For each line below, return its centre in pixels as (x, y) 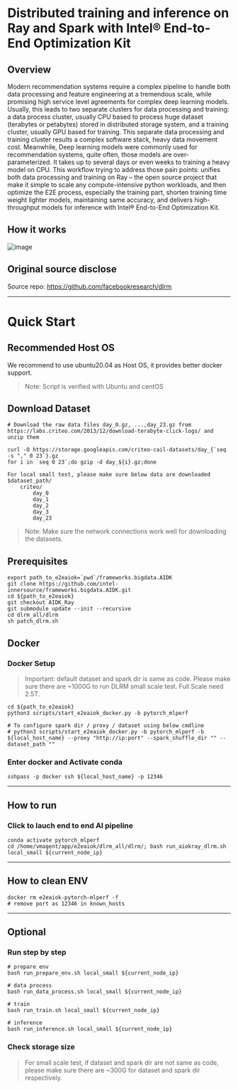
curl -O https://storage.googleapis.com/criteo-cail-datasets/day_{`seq (117, 450)
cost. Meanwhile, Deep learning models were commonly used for (102, 147)
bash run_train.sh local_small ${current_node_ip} (84, 1011)
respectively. (43, 1078)
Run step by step (37, 953)
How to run (32, 805)
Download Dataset (49, 409)
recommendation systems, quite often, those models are (90, 155)
